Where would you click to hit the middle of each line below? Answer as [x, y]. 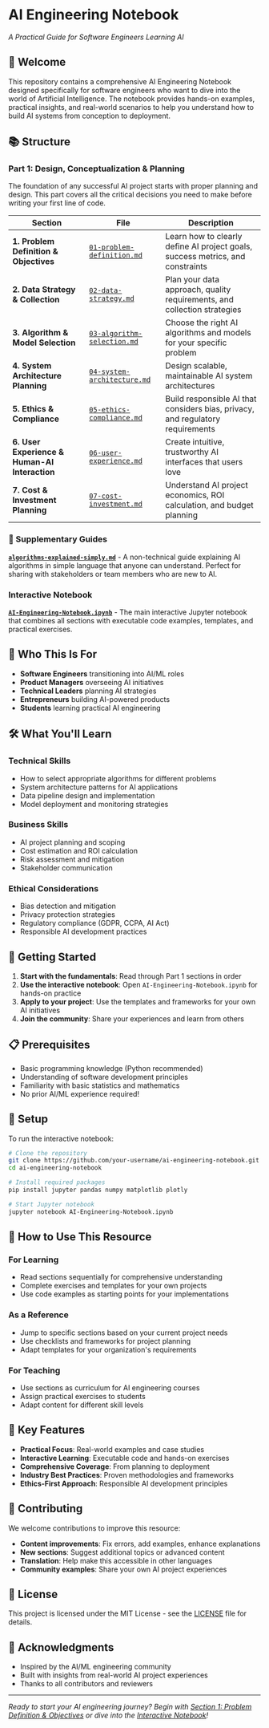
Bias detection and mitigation [68, 906]
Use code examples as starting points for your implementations [124, 1294]
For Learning [34, 1259]
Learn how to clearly [204, 237]
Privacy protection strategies [68, 915]
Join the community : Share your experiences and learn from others [132, 1018]
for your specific [196, 343]
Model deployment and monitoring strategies [94, 804]
